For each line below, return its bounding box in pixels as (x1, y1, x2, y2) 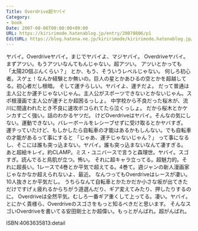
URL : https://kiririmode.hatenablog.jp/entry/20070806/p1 (6, 31, 151, 37)
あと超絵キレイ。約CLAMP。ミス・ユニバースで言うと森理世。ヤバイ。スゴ (6, 148, 189, 156)
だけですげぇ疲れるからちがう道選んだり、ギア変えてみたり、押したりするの (6, 186, 192, 192)
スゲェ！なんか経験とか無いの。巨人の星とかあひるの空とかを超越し (16, 75, 181, 82)
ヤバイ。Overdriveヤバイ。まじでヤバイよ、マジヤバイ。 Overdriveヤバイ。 (6, 53, 189, 60)
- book (6, 19, 22, 25)
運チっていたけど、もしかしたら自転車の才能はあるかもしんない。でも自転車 (6, 127, 192, 133)
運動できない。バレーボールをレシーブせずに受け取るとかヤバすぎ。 (21, 119, 187, 126)
